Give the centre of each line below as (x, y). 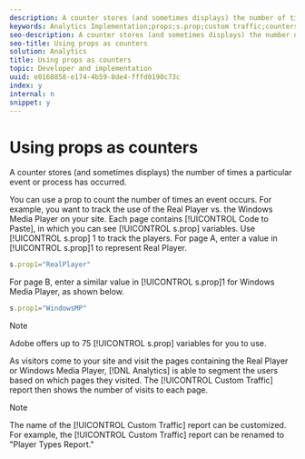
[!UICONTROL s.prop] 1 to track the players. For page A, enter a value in (144, 238)
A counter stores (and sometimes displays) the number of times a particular (151, 173)
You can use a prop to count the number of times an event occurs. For (141, 200)
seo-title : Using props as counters (79, 43)
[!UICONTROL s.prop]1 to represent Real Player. (98, 248)
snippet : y (30, 102)
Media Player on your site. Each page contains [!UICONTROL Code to (139, 219)
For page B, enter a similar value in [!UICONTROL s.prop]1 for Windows (142, 282)
